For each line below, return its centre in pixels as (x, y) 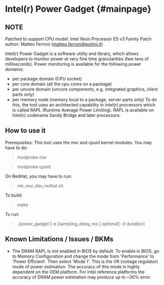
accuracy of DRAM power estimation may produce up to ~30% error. (82, 277)
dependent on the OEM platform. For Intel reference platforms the (78, 272)
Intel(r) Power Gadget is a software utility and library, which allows (72, 53)
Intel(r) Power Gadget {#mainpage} (78, 9)
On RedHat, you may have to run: (38, 176)
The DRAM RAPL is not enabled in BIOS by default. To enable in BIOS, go (85, 251)
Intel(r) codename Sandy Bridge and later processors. (66, 115)
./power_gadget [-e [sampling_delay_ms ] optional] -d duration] (81, 224)
